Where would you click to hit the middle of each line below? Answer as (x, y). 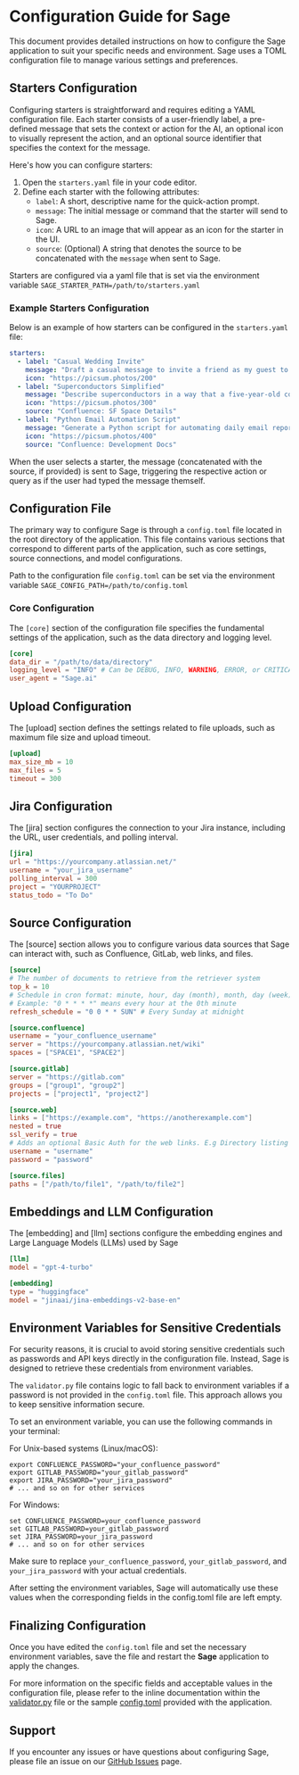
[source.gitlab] (39, 1069)
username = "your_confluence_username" (83, 1036)
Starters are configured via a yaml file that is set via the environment (134, 275)
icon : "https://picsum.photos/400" (91, 436)
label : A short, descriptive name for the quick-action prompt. (147, 201)
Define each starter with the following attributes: (111, 191)
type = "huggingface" (49, 1291)
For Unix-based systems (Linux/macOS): (84, 1448)
